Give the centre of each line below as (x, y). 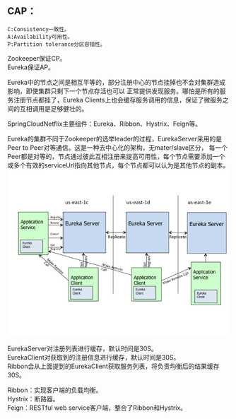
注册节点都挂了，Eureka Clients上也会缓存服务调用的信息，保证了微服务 (118, 100)
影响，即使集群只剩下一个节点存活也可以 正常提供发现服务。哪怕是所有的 (113, 91)
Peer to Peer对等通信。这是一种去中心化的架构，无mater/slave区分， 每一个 (118, 147)
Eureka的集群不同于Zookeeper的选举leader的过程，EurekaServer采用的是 (115, 138)
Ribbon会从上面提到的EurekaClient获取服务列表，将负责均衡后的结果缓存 (113, 366)
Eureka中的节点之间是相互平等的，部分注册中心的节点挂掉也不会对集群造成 (117, 82)
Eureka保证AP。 (31, 67)
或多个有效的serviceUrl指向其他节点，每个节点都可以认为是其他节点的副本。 (118, 165)
